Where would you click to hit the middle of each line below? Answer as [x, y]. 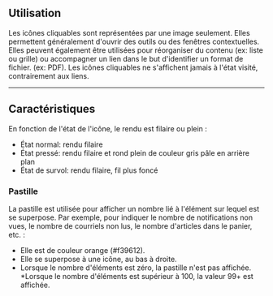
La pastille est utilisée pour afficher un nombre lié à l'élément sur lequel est [134, 208]
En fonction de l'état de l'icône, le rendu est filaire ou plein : [108, 128]
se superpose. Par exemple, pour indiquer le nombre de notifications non [131, 217]
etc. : [17, 234]
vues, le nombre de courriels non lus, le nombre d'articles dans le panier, [130, 225]
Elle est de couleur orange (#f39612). [82, 250]
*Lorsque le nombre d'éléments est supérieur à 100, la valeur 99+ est [136, 276]
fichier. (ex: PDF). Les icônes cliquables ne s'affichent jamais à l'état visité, [133, 67]
